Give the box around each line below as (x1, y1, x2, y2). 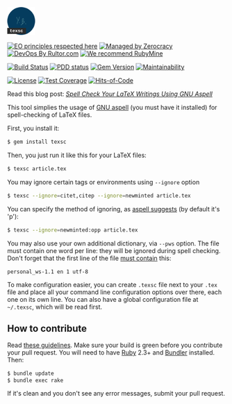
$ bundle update (7, 370, 54, 378)
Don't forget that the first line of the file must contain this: (7, 254, 172, 262)
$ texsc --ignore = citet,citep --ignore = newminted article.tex (7, 192, 191, 199)
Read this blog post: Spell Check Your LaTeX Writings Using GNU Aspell (7, 90, 213, 98)
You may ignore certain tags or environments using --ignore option (7, 177, 200, 186)
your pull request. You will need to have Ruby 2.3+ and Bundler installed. (7, 348, 215, 357)
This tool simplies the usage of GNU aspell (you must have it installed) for (7, 104, 217, 111)
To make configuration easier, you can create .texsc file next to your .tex (7, 280, 217, 289)
